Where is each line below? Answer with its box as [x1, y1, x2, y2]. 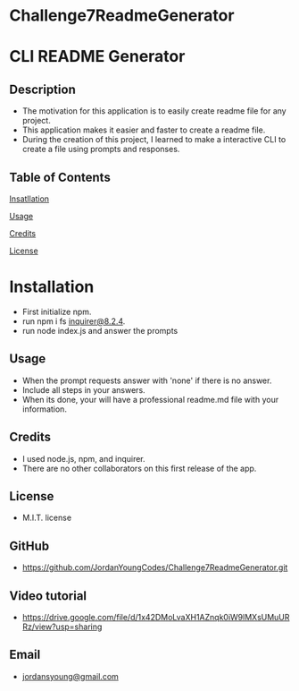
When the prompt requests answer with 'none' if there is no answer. [21, 375, 272, 386]
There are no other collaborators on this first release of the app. [21, 463, 257, 473]
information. [21, 404, 67, 414]
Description [9, 81, 76, 97]
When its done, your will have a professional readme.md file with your [21, 394, 279, 405]
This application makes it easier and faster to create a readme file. [21, 124, 266, 135]
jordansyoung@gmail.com [21, 670, 119, 681]
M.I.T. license [21, 512, 72, 524]
